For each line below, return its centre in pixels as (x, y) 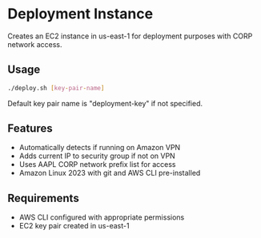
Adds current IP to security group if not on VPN (97, 156)
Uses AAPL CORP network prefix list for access (97, 165)
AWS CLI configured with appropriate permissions (102, 217)
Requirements (43, 198)
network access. (35, 44)
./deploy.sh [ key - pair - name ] (56, 88)
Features (30, 129)
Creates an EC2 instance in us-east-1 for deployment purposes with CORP (130, 36)
